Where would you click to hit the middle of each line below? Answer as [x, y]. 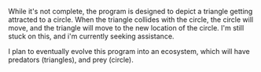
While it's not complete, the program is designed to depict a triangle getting [130, 11]
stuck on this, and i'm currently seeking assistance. [91, 36]
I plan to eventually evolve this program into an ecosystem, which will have [129, 51]
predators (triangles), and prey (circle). [71, 59]
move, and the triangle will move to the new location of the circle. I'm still [126, 28]
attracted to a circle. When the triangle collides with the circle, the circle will [131, 20]
